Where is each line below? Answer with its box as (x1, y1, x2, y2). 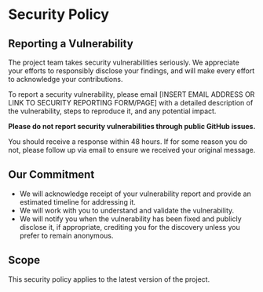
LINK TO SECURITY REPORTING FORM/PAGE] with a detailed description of (8, 98, 254, 107)
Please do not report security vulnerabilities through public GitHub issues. (8, 122, 256, 131)
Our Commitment (8, 168, 95, 182)
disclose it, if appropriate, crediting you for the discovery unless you (19, 222, 241, 231)
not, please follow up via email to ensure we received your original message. (8, 146, 256, 154)
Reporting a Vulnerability (8, 37, 133, 50)
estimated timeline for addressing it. (19, 197, 136, 206)
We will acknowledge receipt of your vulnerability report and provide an (19, 189, 251, 198)
